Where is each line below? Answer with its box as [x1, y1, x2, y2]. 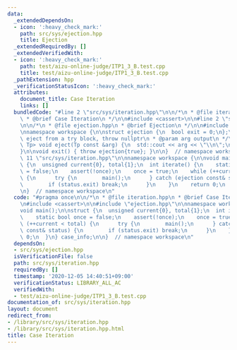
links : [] [20, 102, 49, 109]
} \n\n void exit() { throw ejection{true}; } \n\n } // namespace [20, 148, 213, 155]
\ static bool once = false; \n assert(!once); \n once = [20, 214, 217, 221]
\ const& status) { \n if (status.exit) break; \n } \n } [20, 227, 232, 234]
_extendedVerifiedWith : [13, 50, 83, 57]
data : [7, 10, 23, 18]
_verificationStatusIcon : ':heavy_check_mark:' [13, 83, 157, 90]
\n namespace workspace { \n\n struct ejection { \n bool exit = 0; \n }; [20, 128, 229, 135]
